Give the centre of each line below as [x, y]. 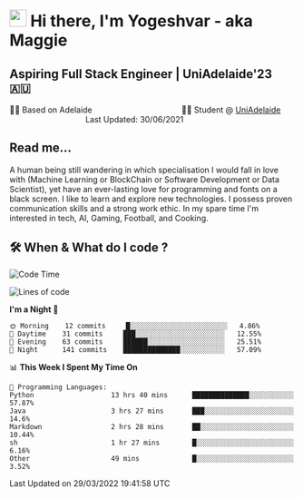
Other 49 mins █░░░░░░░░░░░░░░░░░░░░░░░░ [152, 458]
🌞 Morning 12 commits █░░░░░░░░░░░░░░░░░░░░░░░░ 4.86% [135, 326]
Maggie [39, 40]
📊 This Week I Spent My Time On [73, 366]
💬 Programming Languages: [58, 387]
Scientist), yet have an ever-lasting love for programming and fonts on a [144, 189]
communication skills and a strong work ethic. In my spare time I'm [134, 208]
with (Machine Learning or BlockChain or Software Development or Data [144, 179]
